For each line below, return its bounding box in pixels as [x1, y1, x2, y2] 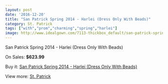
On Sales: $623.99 [5, 54, 45, 60]
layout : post [5, 7, 32, 12]
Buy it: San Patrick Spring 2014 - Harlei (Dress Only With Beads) [5, 63, 137, 69]
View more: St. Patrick [5, 73, 51, 79]
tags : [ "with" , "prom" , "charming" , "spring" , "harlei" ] [5, 26, 117, 31]
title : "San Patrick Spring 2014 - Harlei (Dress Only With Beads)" [5, 16, 151, 21]
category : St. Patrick [5, 21, 52, 26]
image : [5, 30, 19, 35]
